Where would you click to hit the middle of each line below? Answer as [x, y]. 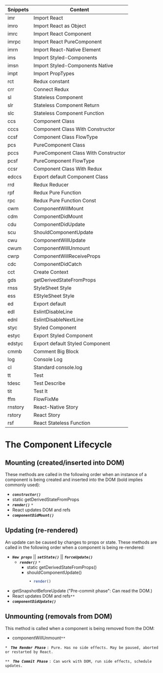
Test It [41, 391]
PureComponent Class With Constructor [80, 153]
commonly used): [23, 485]
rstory [14, 415]
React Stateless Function [62, 423]
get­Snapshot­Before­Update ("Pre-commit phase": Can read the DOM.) [82, 590]
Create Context [51, 272]
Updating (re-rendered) [41, 531]
